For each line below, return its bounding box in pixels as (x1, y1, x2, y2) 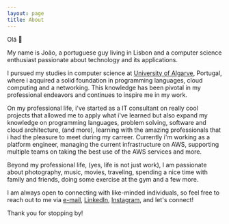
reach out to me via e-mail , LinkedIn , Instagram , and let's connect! (7, 195, 193, 204)
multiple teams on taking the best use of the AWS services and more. (7, 148, 202, 156)
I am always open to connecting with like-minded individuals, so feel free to (7, 188, 220, 197)
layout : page (7, 10, 44, 17)
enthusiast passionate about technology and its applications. (7, 55, 178, 64)
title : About (7, 16, 44, 23)
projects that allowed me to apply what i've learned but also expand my (7, 111, 208, 120)
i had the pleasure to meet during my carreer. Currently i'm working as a (7, 132, 211, 141)
